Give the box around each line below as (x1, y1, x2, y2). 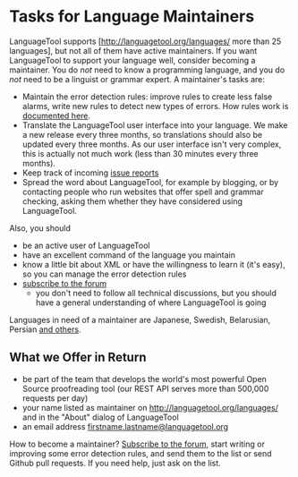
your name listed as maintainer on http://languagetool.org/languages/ (21, 402, 279, 413)
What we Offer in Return (9, 350, 147, 365)
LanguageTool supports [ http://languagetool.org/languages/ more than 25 (9, 36, 282, 47)
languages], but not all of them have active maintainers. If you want (9, 45, 258, 55)
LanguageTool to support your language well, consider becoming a (9, 55, 256, 65)
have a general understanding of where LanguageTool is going (35, 297, 267, 308)
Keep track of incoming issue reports (21, 167, 159, 178)
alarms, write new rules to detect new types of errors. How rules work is (21, 100, 289, 111)
